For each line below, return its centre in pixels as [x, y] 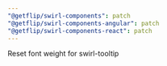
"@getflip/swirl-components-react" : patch [80, 31]
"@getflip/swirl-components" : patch [69, 16]
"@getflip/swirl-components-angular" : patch [83, 23]
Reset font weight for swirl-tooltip [63, 54]
